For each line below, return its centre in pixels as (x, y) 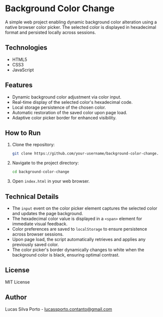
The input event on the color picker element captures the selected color (85, 208)
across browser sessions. (38, 234)
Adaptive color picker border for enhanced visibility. (64, 118)
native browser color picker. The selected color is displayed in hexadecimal (81, 27)
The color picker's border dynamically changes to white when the (78, 250)
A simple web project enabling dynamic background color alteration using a (81, 22)
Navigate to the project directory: (45, 163)
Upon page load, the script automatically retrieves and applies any (79, 239)
